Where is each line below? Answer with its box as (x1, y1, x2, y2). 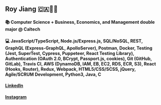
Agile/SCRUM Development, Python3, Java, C (5, 71, 102, 77)
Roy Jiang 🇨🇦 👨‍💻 (5, 5, 58, 13)
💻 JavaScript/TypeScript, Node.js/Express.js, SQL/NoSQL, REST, (5, 38, 143, 44)
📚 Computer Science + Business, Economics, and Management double (5, 19, 155, 25)
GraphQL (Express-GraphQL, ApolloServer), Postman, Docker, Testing (5, 45, 153, 51)
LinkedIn (5, 83, 24, 89)
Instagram (5, 94, 27, 100)
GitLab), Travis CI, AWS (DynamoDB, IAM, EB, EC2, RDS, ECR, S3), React (5, 60, 156, 67)
